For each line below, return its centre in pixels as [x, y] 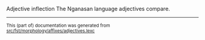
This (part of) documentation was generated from [58, 25]
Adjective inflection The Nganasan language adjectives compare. [88, 9]
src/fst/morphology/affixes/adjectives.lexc [51, 31]
